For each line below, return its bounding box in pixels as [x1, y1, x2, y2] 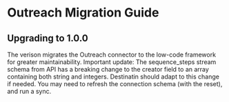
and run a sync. [7, 88, 52, 95]
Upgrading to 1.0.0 [7, 32, 88, 44]
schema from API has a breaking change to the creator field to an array [7, 65, 209, 73]
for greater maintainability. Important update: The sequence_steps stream [7, 58, 217, 66]
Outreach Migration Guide [7, 5, 159, 21]
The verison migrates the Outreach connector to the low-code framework [7, 50, 216, 59]
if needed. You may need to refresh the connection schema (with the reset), [7, 80, 223, 88]
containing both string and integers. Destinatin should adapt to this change [7, 72, 219, 81]
